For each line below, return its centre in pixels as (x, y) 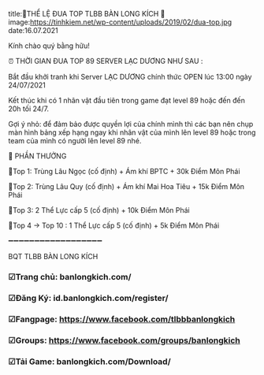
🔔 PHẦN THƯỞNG (37, 156)
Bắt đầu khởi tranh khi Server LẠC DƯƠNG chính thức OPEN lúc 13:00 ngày (130, 77)
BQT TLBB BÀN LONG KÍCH (53, 256)
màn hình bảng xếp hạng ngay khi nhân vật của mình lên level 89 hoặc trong (132, 132)
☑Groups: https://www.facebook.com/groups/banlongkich (124, 340)
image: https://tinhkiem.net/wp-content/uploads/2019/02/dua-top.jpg (120, 22)
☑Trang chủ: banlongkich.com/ (70, 277)
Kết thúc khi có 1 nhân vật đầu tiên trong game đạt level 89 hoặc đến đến (127, 100)
